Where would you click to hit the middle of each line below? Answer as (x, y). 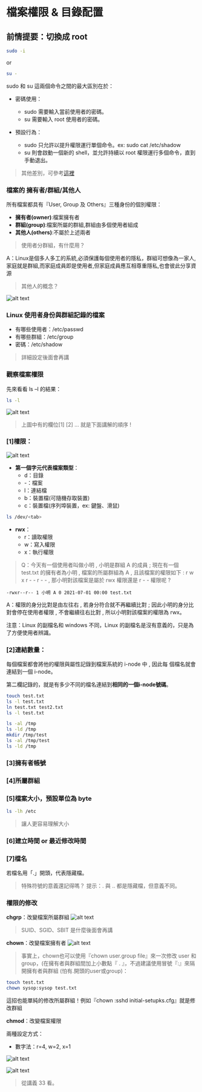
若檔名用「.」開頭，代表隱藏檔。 (47, 873)
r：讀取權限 (38, 537)
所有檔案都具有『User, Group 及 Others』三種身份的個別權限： (84, 205)
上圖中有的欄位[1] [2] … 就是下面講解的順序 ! (76, 424)
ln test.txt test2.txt (35, 707)
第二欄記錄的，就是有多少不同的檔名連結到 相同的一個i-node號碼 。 (89, 684)
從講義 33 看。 (39, 1083)
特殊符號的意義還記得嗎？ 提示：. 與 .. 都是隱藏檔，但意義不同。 (100, 886)
